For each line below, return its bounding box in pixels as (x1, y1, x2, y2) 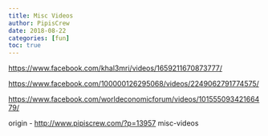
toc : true (8, 42, 42, 50)
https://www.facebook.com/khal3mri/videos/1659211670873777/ (8, 63, 223, 73)
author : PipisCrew (8, 19, 70, 27)
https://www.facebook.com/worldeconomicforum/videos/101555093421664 (8, 94, 260, 104)
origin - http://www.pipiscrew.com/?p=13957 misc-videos (8, 118, 199, 128)
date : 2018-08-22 (8, 26, 67, 34)
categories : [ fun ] (8, 34, 70, 42)
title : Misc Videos (8, 11, 74, 20)
